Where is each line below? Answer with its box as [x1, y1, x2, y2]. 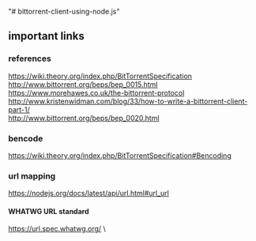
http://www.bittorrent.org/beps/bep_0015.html [8, 79, 158, 89]
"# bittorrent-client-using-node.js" [8, 7, 120, 16]
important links [8, 29, 85, 43]
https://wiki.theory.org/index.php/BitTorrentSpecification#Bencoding [8, 150, 232, 160]
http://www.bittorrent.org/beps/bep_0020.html [8, 113, 160, 122]
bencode [8, 133, 43, 144]
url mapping [8, 170, 56, 181]
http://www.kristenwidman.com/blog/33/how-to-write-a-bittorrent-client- [8, 96, 248, 106]
